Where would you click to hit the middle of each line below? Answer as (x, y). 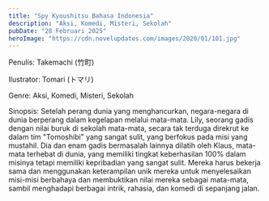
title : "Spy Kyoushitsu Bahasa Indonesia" (81, 16)
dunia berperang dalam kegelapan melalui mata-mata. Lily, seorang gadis (131, 120)
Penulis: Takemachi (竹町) (51, 62)
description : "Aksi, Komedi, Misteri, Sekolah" (90, 23)
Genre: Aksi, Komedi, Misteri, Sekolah (71, 96)
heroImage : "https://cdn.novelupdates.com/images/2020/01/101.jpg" (125, 38)
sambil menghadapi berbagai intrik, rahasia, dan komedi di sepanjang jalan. (134, 188)
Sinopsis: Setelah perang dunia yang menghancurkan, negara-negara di (129, 111)
